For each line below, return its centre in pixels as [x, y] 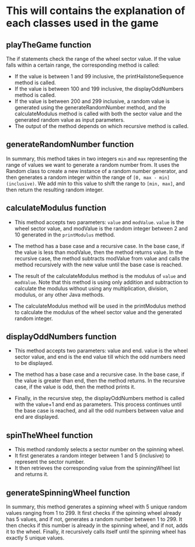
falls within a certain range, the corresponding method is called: [83, 65]
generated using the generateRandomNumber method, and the [90, 107]
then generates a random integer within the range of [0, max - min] [88, 177]
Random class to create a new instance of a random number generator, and [97, 171]
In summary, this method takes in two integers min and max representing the [97, 159]
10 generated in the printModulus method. [65, 235]
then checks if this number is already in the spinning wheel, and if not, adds [97, 525]
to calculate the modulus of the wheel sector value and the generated [98, 312]
